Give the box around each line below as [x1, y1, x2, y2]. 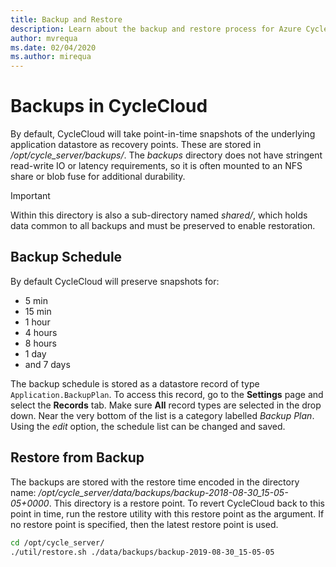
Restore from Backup [10, 449, 145, 466]
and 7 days [24, 358, 71, 370]
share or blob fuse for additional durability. [10, 171, 186, 183]
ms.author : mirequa [10, 52, 92, 62]
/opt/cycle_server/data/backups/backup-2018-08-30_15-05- [38, 486, 289, 498]
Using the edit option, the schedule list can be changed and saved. [10, 420, 286, 432]
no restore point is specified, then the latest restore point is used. [10, 518, 279, 530]
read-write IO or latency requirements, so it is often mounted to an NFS [10, 160, 303, 172]
